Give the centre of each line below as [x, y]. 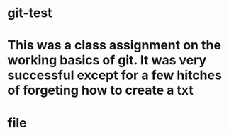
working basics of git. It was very [107, 60]
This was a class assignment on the [114, 46]
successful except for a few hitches [114, 75]
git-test [30, 13]
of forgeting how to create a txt [100, 90]
